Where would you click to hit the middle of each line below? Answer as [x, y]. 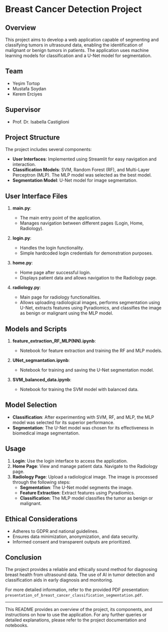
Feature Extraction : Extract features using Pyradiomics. [77, 492]
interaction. [24, 164]
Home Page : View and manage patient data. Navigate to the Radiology [85, 466]
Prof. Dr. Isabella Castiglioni [41, 121]
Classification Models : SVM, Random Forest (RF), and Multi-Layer [81, 170]
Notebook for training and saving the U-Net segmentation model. [87, 370]
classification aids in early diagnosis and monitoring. [59, 580]
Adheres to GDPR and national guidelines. [55, 531]
